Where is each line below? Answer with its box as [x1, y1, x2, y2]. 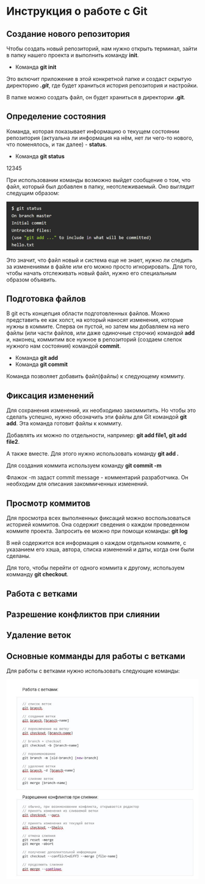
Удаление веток [6, 630, 71, 641]
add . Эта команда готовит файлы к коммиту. [6, 420, 123, 427]
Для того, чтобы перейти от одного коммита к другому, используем [6, 564, 185, 571]
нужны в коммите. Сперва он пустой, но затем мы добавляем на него [6, 323, 190, 330]
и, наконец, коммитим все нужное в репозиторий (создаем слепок [6, 336, 182, 343]
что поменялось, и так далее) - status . [6, 140, 107, 148]
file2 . [6, 438, 20, 446]
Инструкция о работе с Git [6, 4, 148, 18]
